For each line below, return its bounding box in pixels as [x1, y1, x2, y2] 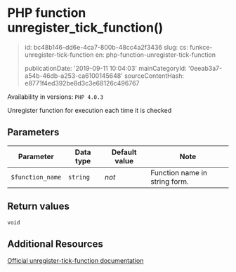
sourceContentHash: [124, 72, 185, 80]
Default [111, 147, 137, 157]
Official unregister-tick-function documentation [7, 257, 144, 265]
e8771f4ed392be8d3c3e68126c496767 [24, 79, 140, 87]
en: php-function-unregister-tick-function [95, 50, 216, 59]
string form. [150, 177, 190, 186]
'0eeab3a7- [188, 64, 223, 72]
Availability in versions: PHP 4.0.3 [7, 93, 104, 101]
